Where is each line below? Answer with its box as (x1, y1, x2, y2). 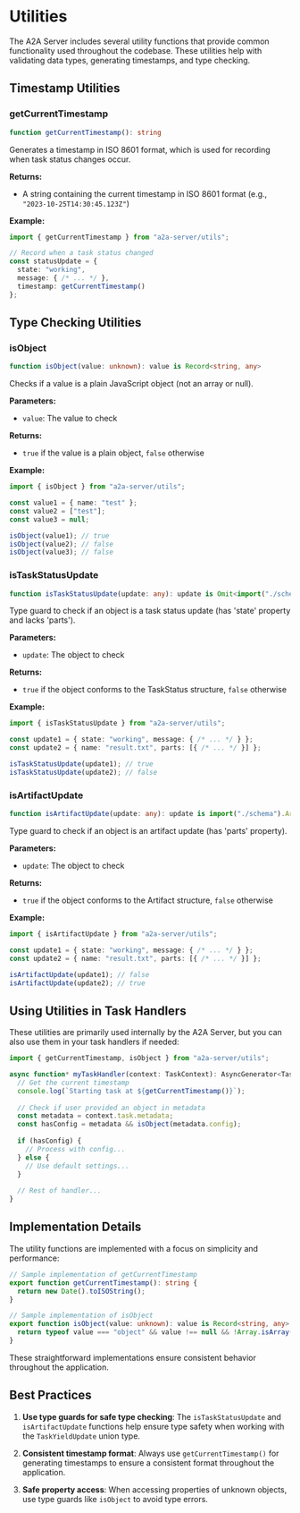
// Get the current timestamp (17, 1078, 129, 1087)
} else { (17, 1152, 50, 1162)
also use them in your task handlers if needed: (9, 1036, 180, 1048)
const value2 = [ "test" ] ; (9, 506, 105, 515)
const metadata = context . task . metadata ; (17, 1111, 174, 1120)
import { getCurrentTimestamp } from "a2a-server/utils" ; (9, 233, 229, 242)
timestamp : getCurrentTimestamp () (17, 282, 146, 291)
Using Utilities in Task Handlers (9, 1003, 187, 1018)
